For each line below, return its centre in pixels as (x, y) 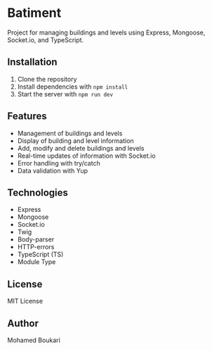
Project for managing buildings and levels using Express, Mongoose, (106, 32)
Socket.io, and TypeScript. (46, 39)
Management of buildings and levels (70, 133)
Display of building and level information (76, 140)
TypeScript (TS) (40, 254)
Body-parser (36, 239)
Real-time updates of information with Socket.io (86, 156)
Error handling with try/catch (59, 163)
